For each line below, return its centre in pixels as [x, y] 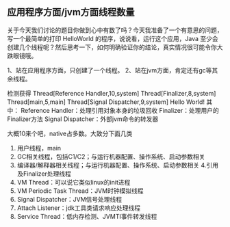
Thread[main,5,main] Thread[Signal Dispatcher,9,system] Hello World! [106, 102]
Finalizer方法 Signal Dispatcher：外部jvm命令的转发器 [83, 119]
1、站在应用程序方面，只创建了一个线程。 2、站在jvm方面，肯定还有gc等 [110, 70]
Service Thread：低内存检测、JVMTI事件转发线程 [87, 216]
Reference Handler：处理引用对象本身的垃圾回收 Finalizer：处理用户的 [119, 110]
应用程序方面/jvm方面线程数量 [71, 12]
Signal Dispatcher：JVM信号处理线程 [69, 199]
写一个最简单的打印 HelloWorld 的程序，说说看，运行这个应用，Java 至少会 [113, 38]
